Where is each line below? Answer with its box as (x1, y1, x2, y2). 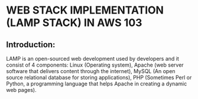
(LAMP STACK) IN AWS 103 (6, 16, 142, 29)
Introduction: (6, 39, 56, 49)
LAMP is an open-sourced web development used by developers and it (6, 55, 179, 62)
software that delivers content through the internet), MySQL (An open (6, 68, 176, 74)
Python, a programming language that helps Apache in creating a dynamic (6, 80, 187, 87)
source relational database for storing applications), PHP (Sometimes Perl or (6, 74, 192, 81)
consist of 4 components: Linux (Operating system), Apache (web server (6, 61, 184, 68)
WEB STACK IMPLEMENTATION (6, 4, 164, 17)
